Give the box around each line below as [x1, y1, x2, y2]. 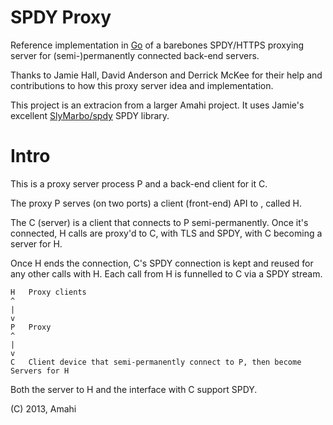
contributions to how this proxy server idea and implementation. [10, 79, 274, 91]
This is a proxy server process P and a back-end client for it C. [10, 177, 268, 190]
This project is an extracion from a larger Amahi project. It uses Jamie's [10, 99, 305, 111]
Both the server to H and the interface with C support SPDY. [10, 383, 258, 395]
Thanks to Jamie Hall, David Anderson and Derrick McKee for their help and [10, 69, 323, 81]
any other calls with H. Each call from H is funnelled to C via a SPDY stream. [10, 267, 323, 280]
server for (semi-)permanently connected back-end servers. [10, 49, 260, 61]
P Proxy [10, 322, 52, 332]
